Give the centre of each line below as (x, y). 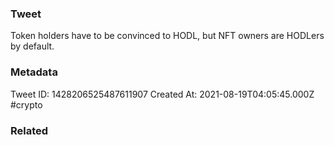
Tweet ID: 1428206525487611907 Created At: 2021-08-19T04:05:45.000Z (162, 94)
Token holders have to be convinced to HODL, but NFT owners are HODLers (167, 36)
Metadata (34, 72)
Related (29, 130)
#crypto (26, 104)
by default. (32, 46)
